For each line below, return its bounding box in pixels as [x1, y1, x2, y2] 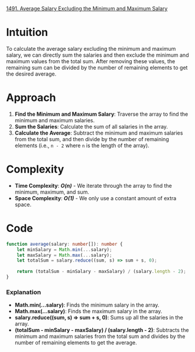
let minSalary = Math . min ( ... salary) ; [17, 246, 112, 253]
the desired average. [6, 70, 57, 77]
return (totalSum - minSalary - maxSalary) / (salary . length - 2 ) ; [17, 269, 186, 275]
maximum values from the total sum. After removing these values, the [6, 57, 175, 64]
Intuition [6, 26, 48, 39]
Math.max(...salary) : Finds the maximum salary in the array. [14, 308, 162, 315]
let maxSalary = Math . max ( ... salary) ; [17, 252, 112, 258]
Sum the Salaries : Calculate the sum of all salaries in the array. [14, 123, 168, 130]
